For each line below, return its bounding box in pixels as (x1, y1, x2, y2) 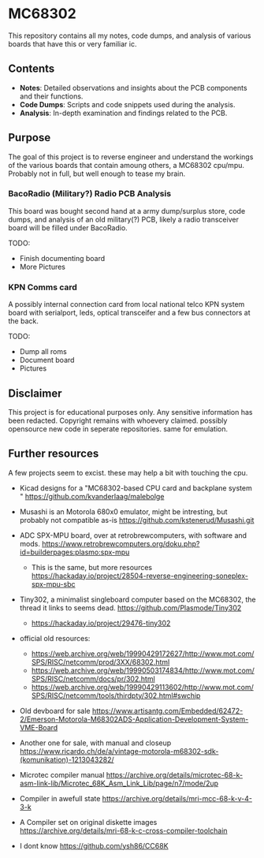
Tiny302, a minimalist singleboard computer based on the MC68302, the (19, 595, 256, 604)
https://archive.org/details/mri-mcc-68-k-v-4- (102, 793, 252, 803)
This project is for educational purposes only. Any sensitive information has (8, 407, 253, 416)
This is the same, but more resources (31, 562, 152, 572)
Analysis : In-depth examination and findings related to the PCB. (19, 108, 228, 118)
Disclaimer (8, 386, 62, 400)
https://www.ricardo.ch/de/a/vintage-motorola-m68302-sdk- (19, 746, 219, 755)
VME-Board (19, 722, 58, 732)
